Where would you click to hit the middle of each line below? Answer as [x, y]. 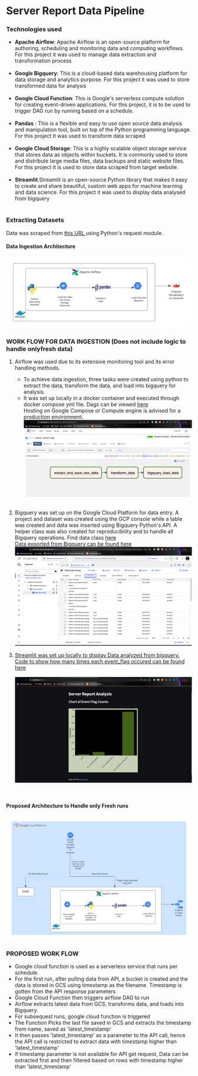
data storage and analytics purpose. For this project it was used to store [102, 80]
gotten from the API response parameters [65, 992]
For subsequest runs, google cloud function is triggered [82, 1016]
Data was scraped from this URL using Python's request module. [85, 233]
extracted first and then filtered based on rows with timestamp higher [99, 1060]
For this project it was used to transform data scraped [80, 136]
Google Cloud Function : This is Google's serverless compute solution [99, 98]
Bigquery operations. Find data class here [65, 537]
